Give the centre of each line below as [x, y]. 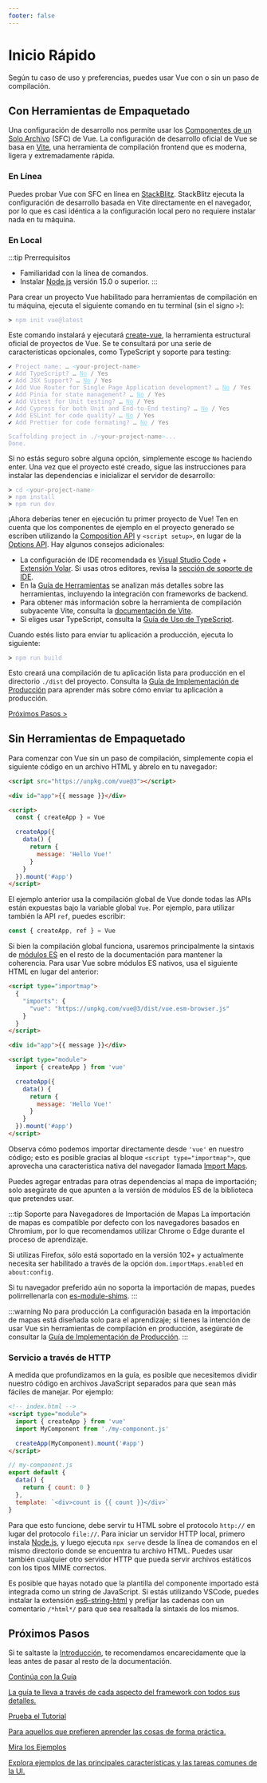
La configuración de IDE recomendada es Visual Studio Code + [123, 560]
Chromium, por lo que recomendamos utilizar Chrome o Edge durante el [127, 1231]
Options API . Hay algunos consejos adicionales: [86, 544]
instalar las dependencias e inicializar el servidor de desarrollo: [112, 475]
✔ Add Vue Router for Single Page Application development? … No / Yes [130, 387]
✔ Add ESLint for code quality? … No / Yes [82, 415]
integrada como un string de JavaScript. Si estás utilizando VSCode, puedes [133, 1591]
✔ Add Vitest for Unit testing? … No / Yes [82, 401]
